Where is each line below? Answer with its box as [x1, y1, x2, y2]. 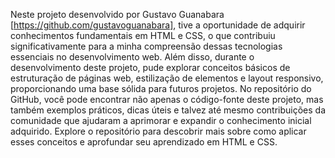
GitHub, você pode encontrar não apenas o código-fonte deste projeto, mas [10, 94, 324, 105]
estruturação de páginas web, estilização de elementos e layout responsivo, [10, 72, 324, 84]
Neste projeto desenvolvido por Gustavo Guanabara [10, 9, 225, 20]
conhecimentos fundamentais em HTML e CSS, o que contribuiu [10, 30, 276, 41]
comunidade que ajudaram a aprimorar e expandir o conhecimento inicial [10, 115, 312, 126]
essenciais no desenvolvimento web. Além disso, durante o [10, 51, 255, 63]
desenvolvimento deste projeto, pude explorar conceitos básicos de [10, 62, 291, 73]
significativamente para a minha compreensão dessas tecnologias [10, 40, 283, 52]
